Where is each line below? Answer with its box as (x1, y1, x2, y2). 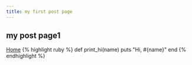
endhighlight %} (6, 53, 45, 60)
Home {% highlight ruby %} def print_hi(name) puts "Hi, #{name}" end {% (6, 46, 187, 53)
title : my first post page (6, 8, 73, 15)
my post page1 (6, 31, 61, 41)
